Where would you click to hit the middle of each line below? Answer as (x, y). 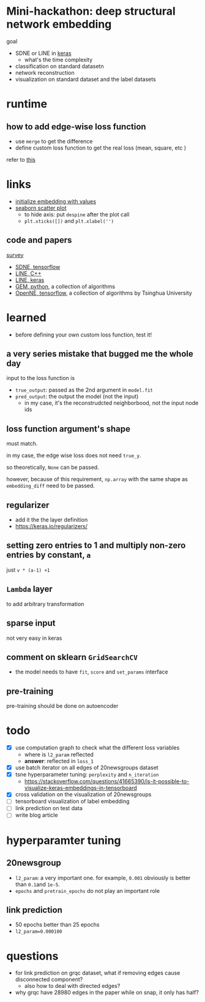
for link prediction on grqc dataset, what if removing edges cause (98, 973)
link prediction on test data (49, 808)
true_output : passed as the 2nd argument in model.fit (84, 390)
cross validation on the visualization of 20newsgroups (83, 794)
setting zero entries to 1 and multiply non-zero (96, 546)
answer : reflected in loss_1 (59, 761)
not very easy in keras (34, 638)
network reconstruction (45, 72)
